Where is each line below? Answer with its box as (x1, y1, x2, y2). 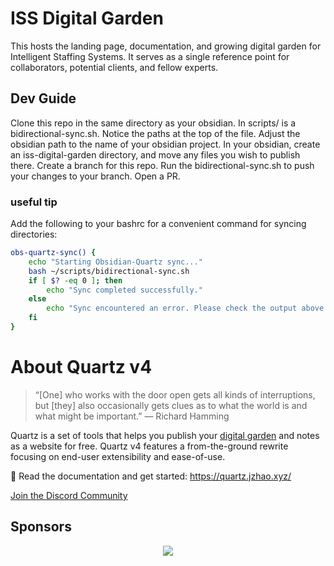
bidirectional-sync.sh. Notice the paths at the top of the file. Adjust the (10, 127, 301, 139)
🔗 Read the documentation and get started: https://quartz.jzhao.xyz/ (10, 470, 292, 482)
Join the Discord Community (10, 489, 128, 501)
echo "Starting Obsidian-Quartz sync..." (28, 257, 203, 267)
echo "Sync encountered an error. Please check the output (46, 303, 298, 314)
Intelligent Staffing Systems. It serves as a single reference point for (10, 50, 290, 62)
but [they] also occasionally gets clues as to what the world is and (34, 399, 308, 411)
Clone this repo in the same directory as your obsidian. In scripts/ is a (10, 117, 297, 129)
